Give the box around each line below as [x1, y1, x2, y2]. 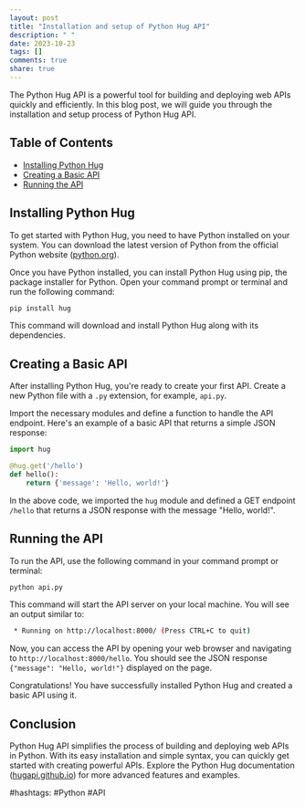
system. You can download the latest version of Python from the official [9, 239, 279, 250]
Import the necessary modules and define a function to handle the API [9, 408, 274, 419]
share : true [9, 65, 55, 74]
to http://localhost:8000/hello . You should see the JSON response [9, 653, 268, 664]
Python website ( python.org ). [9, 248, 120, 260]
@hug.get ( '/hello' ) [9, 462, 84, 471]
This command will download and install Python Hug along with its [9, 320, 258, 331]
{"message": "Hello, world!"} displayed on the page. [9, 663, 213, 674]
